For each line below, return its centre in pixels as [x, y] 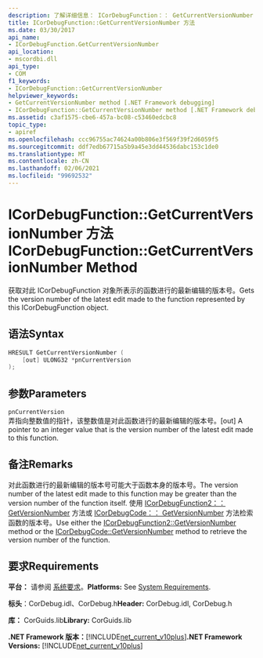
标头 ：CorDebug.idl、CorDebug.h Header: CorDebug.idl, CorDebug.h [120, 603]
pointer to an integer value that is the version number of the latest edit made [131, 430]
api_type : [24, 67]
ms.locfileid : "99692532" [50, 176]
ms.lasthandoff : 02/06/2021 [54, 169]
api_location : [31, 52]
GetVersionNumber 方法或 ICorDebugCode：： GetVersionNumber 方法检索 [131, 513]
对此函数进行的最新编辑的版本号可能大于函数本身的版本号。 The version [123, 485]
